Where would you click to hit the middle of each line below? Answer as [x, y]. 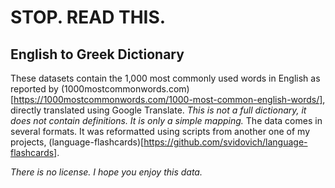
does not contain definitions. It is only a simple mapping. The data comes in [166, 120]
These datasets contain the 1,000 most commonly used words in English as [165, 78]
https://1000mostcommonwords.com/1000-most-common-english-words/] [168, 99]
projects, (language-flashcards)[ [77, 142]
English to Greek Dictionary [97, 54]
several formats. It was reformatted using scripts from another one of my [160, 131]
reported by [34, 89]
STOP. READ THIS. [88, 17]
